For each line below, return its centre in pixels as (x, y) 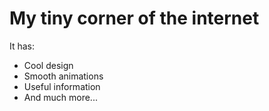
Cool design (48, 65)
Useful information (62, 86)
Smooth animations (63, 76)
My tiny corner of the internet (134, 18)
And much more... (60, 97)
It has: (22, 46)
